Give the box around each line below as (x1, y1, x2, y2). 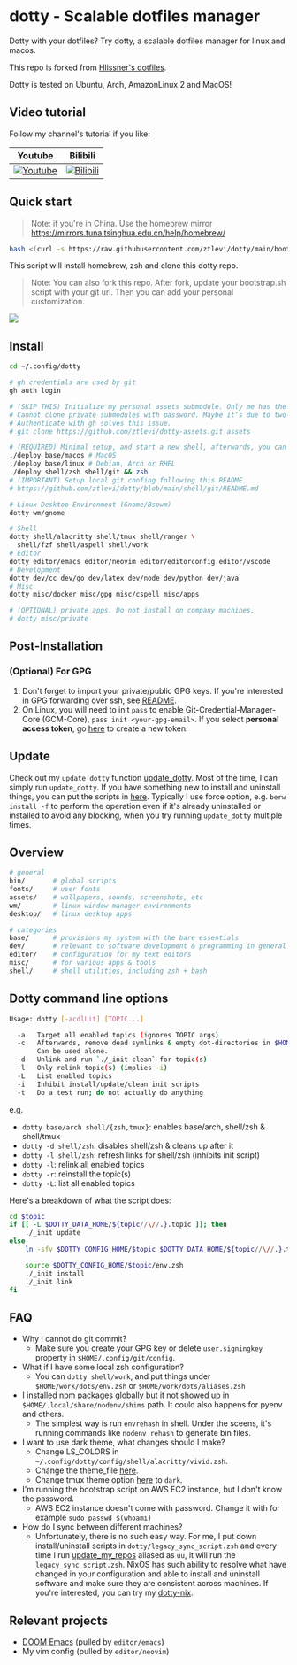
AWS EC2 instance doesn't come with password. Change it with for (34, 1503, 280, 1514)
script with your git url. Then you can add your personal (30, 287, 234, 297)
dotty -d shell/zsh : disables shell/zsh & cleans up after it (21, 1140, 234, 1151)
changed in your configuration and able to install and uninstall (34, 1569, 261, 1579)
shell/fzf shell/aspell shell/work (17, 541, 148, 550)
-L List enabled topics (17, 1071, 113, 1081)
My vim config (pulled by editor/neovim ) (21, 1646, 170, 1656)
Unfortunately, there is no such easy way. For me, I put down (34, 1531, 257, 1542)
